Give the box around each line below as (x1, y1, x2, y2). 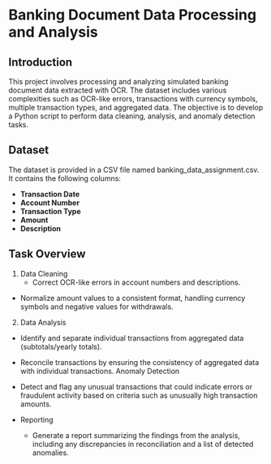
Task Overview (8, 247, 86, 261)
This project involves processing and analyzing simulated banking (8, 77, 229, 86)
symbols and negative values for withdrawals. (19, 302, 174, 311)
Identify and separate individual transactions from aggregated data (19, 333, 244, 342)
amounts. (19, 399, 52, 409)
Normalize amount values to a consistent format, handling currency (19, 293, 246, 303)
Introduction (8, 55, 73, 69)
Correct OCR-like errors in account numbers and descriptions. (32, 277, 241, 287)
